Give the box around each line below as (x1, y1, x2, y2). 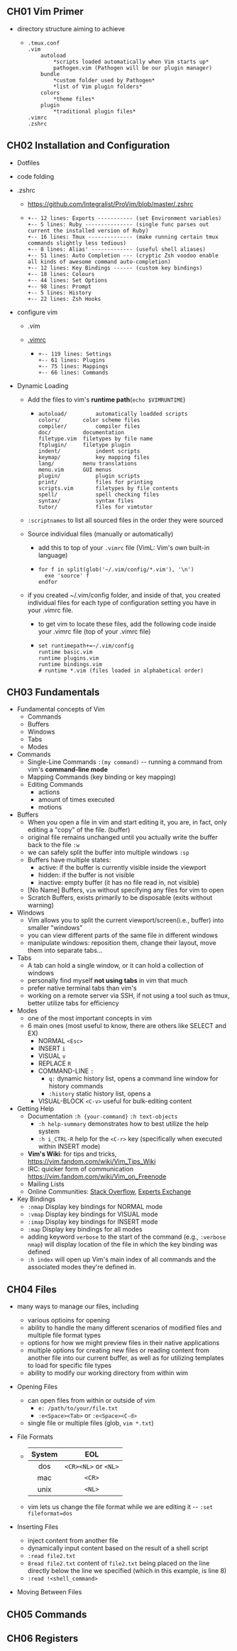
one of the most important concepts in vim (27, 1014, 153, 1022)
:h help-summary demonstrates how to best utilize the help (38, 1120, 209, 1128)
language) (38, 551, 68, 559)
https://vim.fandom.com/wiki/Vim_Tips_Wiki (27, 1157, 156, 1166)
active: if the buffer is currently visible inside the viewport (38, 863, 206, 872)
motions (38, 803, 62, 812)
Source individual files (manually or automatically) (27, 529, 174, 538)
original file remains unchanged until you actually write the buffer (27, 833, 218, 841)
